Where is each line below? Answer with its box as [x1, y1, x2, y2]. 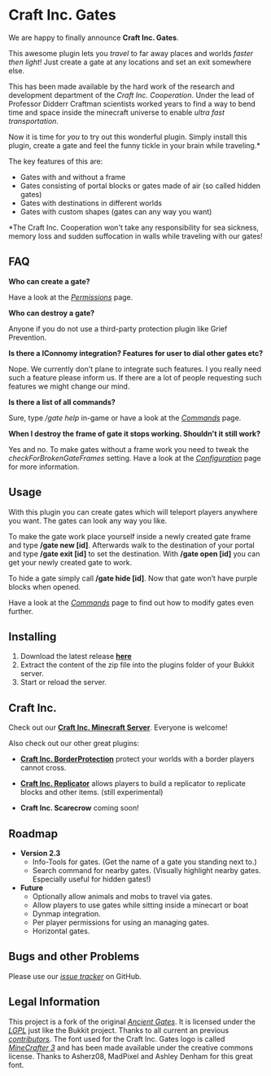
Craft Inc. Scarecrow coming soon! [20, 803, 140, 813]
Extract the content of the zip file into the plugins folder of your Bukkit [20, 660, 255, 670]
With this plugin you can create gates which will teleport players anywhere [8, 507, 258, 516]
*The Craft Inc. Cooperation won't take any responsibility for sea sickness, [8, 222, 259, 232]
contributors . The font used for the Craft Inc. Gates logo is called [8, 1034, 225, 1043]
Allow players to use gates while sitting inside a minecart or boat [32, 900, 249, 910]
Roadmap [8, 827, 59, 841]
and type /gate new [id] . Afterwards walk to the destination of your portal [8, 540, 255, 550]
